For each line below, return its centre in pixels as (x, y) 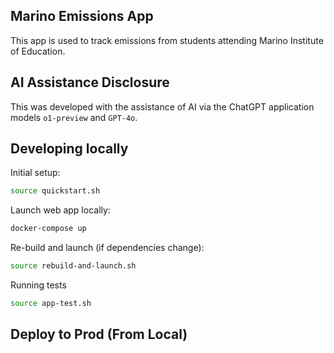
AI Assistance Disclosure (90, 82)
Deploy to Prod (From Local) (99, 334)
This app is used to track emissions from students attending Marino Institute (167, 40)
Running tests (38, 285)
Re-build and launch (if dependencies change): (107, 248)
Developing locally (69, 149)
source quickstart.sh (55, 191)
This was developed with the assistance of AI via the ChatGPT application (162, 106)
